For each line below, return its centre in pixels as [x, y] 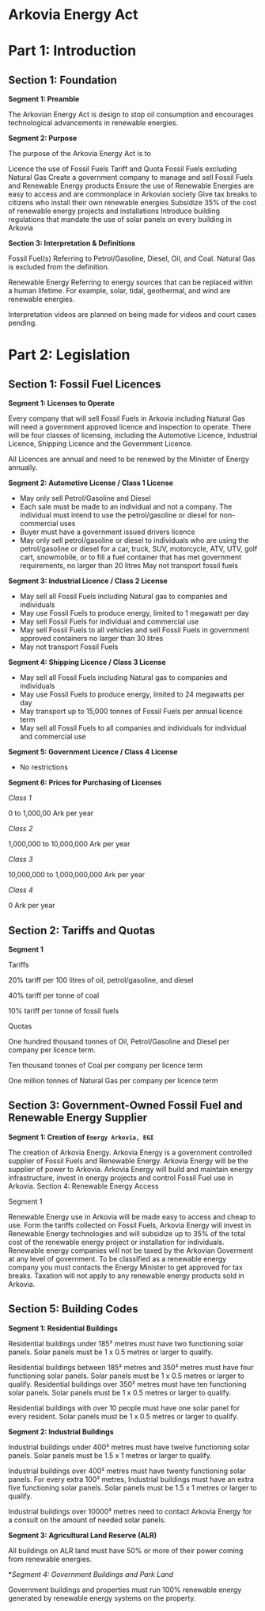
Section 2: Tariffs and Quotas [82, 930]
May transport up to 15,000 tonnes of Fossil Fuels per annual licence [131, 712]
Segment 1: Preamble [44, 99]
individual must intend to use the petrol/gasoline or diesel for [119, 515]
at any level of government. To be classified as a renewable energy [117, 1258]
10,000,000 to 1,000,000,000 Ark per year [77, 875]
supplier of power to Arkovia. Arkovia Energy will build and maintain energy [131, 1169]
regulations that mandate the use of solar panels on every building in [120, 220]
